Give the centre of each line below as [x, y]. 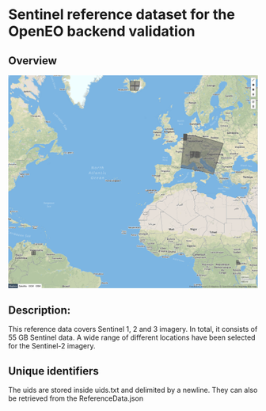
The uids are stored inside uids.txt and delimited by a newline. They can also [133, 390]
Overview [33, 61]
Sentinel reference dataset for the [122, 15]
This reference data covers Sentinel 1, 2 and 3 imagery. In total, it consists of [133, 329]
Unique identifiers [53, 371]
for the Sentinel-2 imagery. [52, 346]
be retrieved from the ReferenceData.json [76, 398]
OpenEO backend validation [102, 31]
